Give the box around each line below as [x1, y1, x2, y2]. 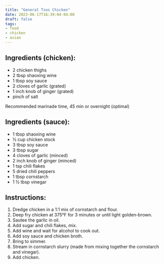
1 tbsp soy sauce [12, 77, 47, 83]
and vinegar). [12, 249, 40, 255]
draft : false [5, 16, 32, 21]
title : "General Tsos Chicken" [5, 7, 70, 12]
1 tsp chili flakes [12, 163, 45, 169]
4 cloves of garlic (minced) [12, 152, 68, 158]
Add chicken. [12, 254, 40, 260]
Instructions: [5, 193, 46, 201]
